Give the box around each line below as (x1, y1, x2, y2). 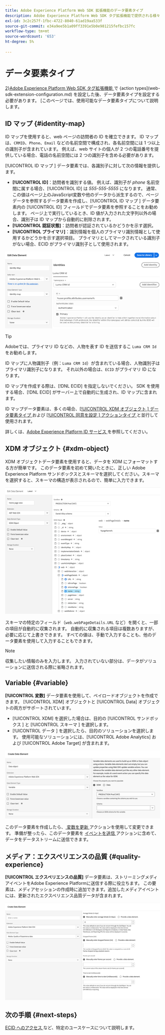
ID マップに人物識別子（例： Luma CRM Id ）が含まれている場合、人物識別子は (5, 360, 160, 366)
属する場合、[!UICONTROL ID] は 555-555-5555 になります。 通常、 (21, 185, 160, 191)
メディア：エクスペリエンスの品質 (5, 852, 108, 861)
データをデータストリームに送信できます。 (5, 836, 91, 842)
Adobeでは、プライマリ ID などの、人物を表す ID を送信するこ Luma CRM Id (5, 343, 157, 349)
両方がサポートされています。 (13, 705, 74, 711)
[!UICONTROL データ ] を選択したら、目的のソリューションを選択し (12, 727, 149, 733)
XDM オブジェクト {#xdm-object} (5, 444, 109, 453)
